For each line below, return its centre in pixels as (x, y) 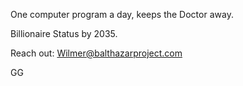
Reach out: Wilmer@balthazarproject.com (96, 53)
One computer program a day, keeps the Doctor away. (122, 14)
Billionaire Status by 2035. (64, 33)
